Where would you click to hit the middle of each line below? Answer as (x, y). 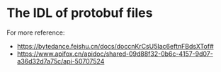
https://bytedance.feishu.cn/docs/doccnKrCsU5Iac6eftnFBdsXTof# (115, 46)
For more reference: (36, 32)
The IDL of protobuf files (80, 13)
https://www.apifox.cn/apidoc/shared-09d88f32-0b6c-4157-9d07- (115, 54)
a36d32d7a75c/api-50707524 (61, 61)
